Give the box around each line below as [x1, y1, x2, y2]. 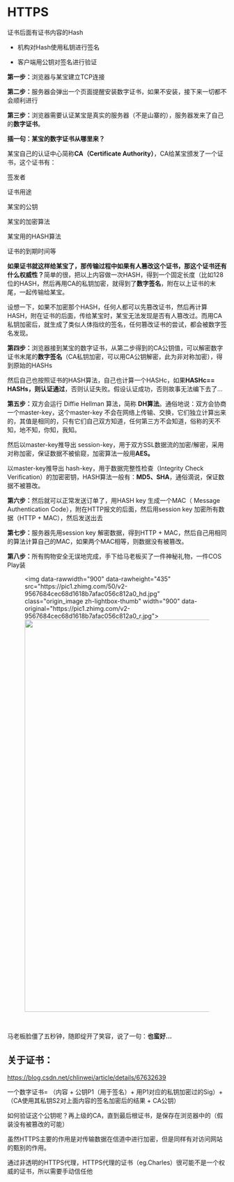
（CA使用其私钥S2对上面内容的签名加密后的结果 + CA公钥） [7, 1096, 180, 1105]
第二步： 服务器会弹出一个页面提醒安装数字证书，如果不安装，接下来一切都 [7, 87, 221, 96]
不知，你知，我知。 [25, 425, 81, 434]
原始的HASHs [13, 361, 52, 370]
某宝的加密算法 [7, 217, 50, 225]
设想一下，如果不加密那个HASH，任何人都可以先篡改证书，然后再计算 [7, 303, 208, 311]
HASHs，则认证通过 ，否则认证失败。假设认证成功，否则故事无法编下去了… [7, 384, 223, 393]
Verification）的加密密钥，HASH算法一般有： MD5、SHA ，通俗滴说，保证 [7, 472, 219, 481]
